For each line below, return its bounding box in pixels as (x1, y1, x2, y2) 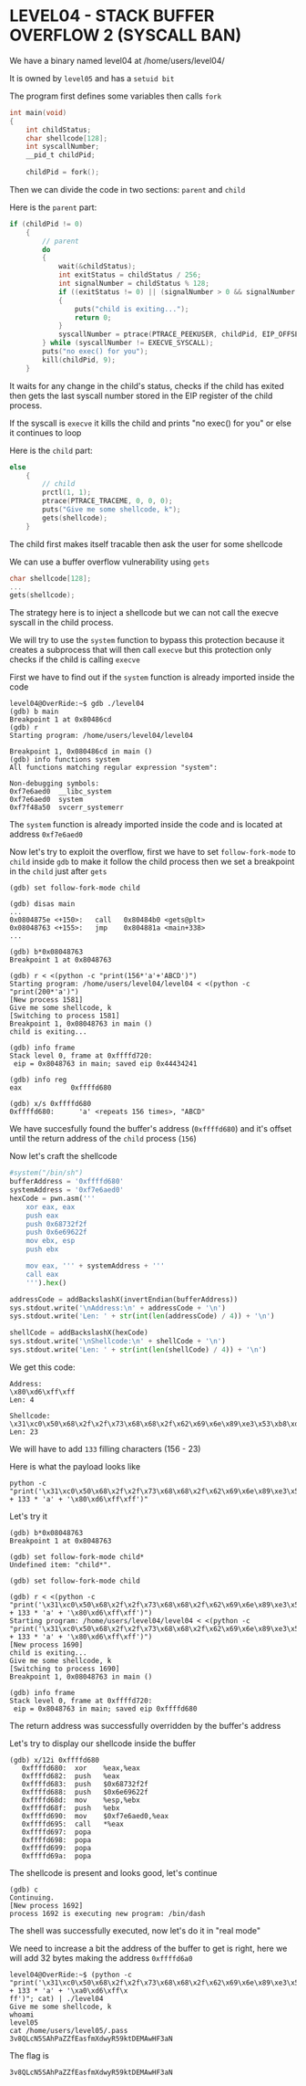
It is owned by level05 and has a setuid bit (9, 72, 175, 83)
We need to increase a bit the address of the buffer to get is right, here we (9, 1943, 288, 1954)
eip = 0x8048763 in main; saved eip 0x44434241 (13, 1059, 198, 1069)
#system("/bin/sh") (9, 1168, 84, 1178)
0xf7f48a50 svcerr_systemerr (9, 803, 125, 813)
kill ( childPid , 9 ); (42, 355, 117, 364)
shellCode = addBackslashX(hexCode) (9, 1328, 148, 1338)
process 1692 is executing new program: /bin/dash (9, 1909, 206, 1918)
